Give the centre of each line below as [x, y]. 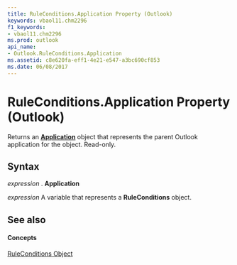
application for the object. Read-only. [62, 144]
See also [27, 220]
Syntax [23, 167]
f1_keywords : [27, 27]
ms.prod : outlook [33, 40]
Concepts [22, 238]
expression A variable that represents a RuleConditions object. [99, 198]
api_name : [22, 47]
